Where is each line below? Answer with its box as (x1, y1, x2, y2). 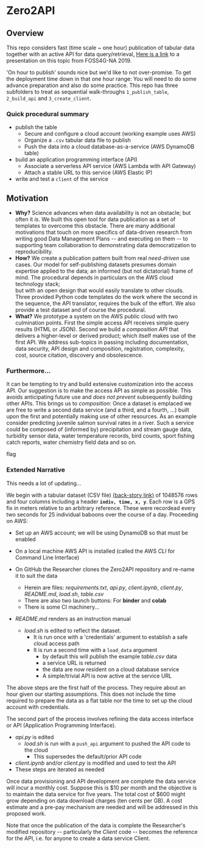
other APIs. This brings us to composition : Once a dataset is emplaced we (6, 400, 192, 407)
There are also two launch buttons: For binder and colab (24, 597, 167, 604)
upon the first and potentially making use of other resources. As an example (6, 413, 197, 420)
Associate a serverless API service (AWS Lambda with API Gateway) (24, 163, 196, 170)
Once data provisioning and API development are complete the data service (6, 777, 196, 785)
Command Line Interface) (15, 553, 80, 561)
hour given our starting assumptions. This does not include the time (6, 690, 176, 698)
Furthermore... (6, 366, 51, 375)
